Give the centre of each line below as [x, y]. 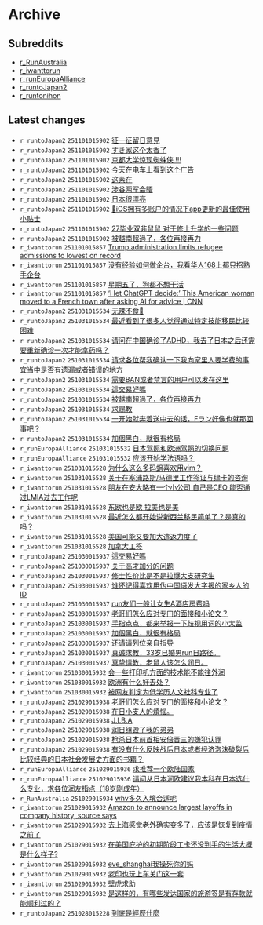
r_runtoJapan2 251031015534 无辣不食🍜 [81, 311]
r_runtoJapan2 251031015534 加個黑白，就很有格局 [100, 438]
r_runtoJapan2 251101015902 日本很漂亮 [83, 198]
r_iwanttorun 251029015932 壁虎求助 [77, 883]
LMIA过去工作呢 [52, 497]
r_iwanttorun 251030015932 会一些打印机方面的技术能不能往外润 [122, 672]
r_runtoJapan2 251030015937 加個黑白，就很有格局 [100, 632]
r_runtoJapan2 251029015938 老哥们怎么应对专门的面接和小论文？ [124, 701]
